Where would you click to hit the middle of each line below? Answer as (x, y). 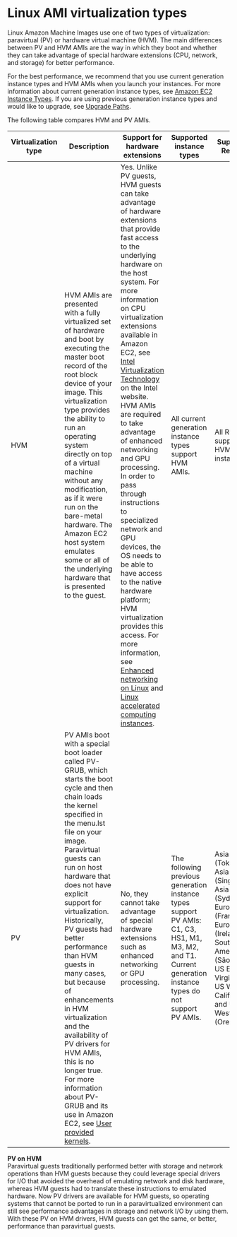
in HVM (77, 1008)
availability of (86, 1035)
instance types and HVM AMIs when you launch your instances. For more (114, 83)
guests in (80, 964)
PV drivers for (87, 1043)
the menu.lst (85, 823)
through (133, 494)
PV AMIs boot (87, 735)
